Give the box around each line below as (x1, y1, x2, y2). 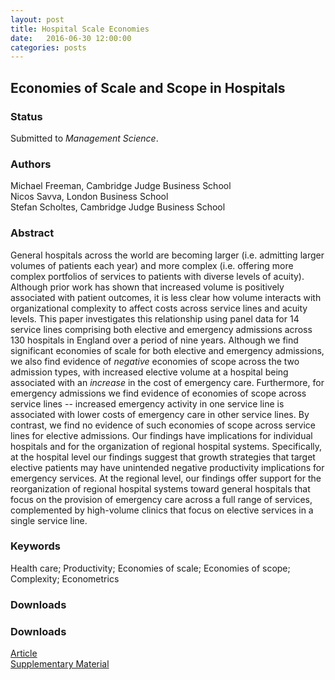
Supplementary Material (10, 658, 110, 670)
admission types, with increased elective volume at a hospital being (10, 366, 289, 378)
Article (10, 647, 38, 660)
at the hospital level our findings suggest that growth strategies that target (10, 451, 316, 463)
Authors (10, 157, 52, 171)
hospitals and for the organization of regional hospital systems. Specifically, (10, 440, 323, 452)
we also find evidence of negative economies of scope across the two (10, 355, 300, 367)
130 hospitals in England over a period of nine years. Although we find (10, 334, 299, 346)
